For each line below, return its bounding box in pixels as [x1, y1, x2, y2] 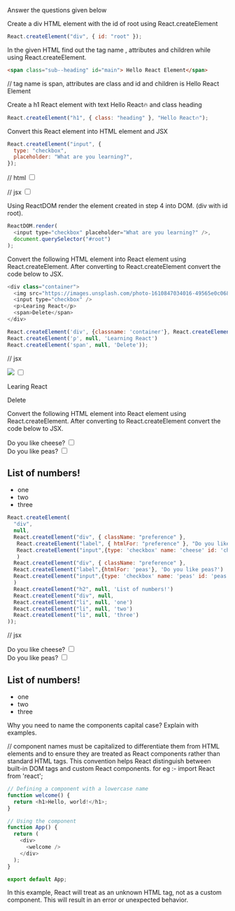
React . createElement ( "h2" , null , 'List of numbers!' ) [13, 585, 173, 592]
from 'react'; [7, 772, 43, 780]
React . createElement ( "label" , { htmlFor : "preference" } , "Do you [16, 540, 215, 547]
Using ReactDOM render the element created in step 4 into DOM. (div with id [7, 202, 228, 210]
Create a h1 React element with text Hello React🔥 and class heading [7, 100, 203, 109]
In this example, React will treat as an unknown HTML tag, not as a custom [7, 889, 222, 897]
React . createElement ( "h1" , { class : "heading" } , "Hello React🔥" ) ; [7, 114, 208, 121]
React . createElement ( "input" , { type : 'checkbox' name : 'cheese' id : [16, 546, 218, 554]
